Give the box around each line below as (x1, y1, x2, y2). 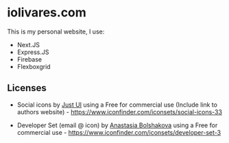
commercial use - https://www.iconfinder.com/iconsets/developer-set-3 (16, 128, 221, 136)
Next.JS (16, 40, 40, 49)
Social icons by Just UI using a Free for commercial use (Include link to (16, 101, 218, 109)
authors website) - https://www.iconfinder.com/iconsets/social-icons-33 (16, 107, 223, 116)
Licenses (7, 82, 47, 94)
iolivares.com (7, 5, 87, 21)
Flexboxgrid (16, 62, 51, 70)
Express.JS (16, 48, 49, 56)
